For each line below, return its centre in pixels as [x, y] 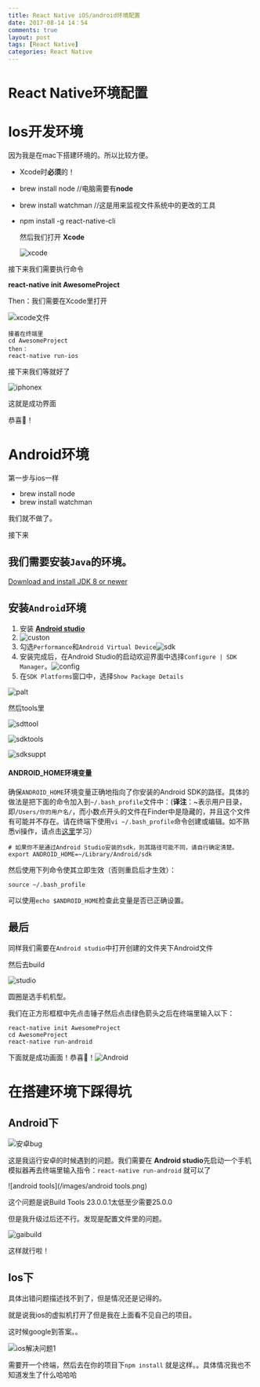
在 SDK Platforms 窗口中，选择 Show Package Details [101, 676]
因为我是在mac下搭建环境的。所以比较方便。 [80, 155]
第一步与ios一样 [34, 478]
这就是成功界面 [32, 403]
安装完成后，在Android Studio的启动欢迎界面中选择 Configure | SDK [128, 656]
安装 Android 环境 [47, 608]
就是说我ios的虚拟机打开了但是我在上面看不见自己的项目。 [102, 1315]
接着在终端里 [26, 334]
